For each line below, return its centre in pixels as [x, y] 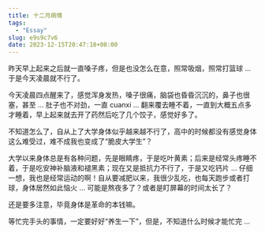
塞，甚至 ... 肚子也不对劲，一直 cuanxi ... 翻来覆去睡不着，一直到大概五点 [127, 105]
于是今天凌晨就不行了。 [46, 78]
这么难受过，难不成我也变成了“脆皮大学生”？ [80, 141]
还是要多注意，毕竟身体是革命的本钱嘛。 [74, 205]
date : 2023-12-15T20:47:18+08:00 [63, 45]
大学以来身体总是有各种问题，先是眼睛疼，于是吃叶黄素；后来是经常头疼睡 [129, 158]
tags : [17, 23]
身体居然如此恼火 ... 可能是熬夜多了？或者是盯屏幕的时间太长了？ [127, 188]
